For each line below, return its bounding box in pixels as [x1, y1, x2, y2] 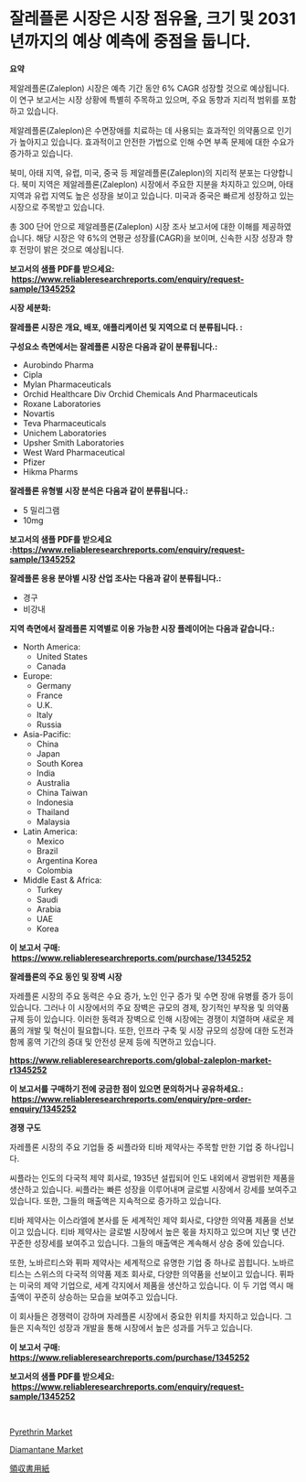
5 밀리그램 [22, 504, 60, 515]
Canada [36, 660, 67, 671]
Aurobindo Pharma [22, 359, 94, 370]
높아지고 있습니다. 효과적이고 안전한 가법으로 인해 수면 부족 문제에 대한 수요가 [18, 136, 295, 147]
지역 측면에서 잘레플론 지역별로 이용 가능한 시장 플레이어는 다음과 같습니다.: [9, 623, 276, 634]
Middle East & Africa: [22, 875, 102, 886]
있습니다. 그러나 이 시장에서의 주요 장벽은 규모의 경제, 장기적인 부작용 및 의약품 [9, 1002, 290, 1013]
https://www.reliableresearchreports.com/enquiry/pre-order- [11, 1093, 252, 1104]
